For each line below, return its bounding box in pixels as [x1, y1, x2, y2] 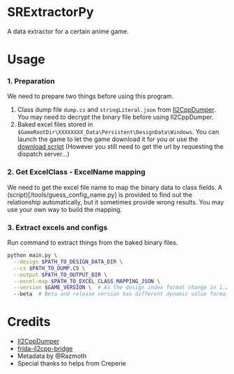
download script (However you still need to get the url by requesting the [17, 143, 224, 151]
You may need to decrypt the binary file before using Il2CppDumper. [17, 113, 214, 122]
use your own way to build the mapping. [7, 205, 123, 213]
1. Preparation [7, 76, 56, 86]
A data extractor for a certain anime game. [7, 27, 129, 35]
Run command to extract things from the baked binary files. [7, 238, 178, 247]
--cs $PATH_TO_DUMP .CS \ [13, 265, 86, 272]
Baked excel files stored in [17, 120, 93, 129]
